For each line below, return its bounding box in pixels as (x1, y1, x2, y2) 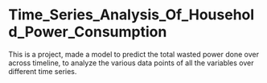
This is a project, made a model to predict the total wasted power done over (8, 49, 260, 59)
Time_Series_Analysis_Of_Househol (8, 6, 255, 24)
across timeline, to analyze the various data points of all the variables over (8, 58, 254, 68)
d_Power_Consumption (8, 23, 167, 41)
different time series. (8, 66, 77, 76)
